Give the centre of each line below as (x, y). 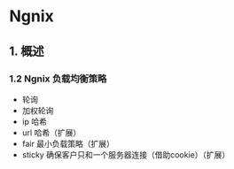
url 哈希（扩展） (51, 132)
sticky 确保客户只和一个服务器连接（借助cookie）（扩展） (126, 154)
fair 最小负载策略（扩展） (68, 143)
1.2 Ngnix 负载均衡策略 (58, 79)
